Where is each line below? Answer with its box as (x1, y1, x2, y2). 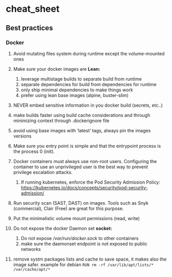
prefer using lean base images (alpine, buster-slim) (20, 92, 129, 98)
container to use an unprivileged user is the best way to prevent (13, 164, 148, 170)
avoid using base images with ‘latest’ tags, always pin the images (13, 127, 151, 133)
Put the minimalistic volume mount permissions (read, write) (13, 215, 140, 221)
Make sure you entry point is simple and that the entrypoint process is (13, 143, 161, 149)
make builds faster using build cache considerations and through (13, 112, 150, 118)
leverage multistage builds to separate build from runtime (20, 75, 142, 82)
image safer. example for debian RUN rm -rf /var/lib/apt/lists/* (13, 261, 154, 267)
